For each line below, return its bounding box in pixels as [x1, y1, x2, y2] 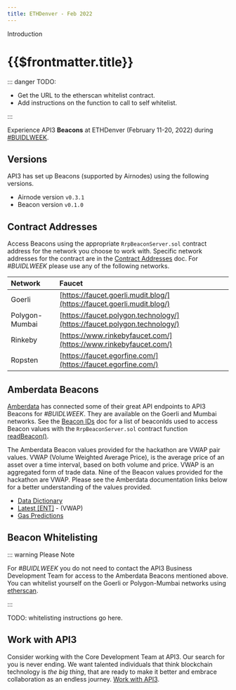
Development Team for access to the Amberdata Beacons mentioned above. [7, 571, 228, 580]
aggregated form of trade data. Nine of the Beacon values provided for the [7, 468, 223, 476]
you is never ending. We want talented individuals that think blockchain [7, 660, 213, 668]
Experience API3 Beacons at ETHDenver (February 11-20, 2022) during [7, 126, 214, 134]
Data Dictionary [17, 496, 63, 505]
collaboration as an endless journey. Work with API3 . [7, 675, 160, 683]
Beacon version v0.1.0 [17, 201, 84, 209]
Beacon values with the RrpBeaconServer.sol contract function [7, 425, 188, 432]
